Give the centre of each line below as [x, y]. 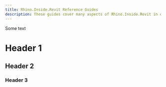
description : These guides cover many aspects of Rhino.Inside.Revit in [82, 14]
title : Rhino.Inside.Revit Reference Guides [52, 10]
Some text [16, 28]
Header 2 [20, 66]
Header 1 [23, 48]
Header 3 [17, 80]
